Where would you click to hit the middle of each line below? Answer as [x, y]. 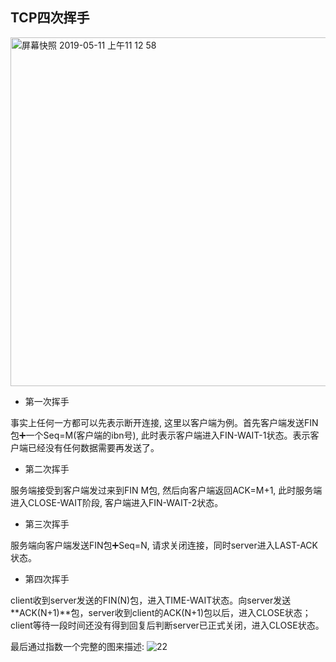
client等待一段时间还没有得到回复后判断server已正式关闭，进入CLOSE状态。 [167, 625]
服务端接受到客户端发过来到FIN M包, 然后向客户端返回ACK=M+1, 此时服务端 [166, 490]
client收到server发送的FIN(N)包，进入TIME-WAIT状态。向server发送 [151, 600]
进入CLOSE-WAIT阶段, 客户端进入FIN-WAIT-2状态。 [117, 502]
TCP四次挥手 [50, 18]
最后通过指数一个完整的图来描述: [77, 646]
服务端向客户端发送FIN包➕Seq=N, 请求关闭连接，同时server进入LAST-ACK [164, 545]
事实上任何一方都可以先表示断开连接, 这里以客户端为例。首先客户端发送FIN [164, 422]
